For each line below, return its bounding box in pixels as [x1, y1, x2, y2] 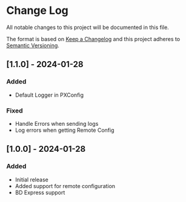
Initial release [15, 176, 48, 183]
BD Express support [15, 189, 65, 196]
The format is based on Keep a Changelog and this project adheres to [6, 35, 181, 42]
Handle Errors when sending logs [15, 120, 99, 127]
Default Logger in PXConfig [15, 91, 84, 99]
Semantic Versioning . [6, 42, 59, 49]
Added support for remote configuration [15, 182, 116, 189]
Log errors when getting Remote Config [15, 126, 115, 134]
